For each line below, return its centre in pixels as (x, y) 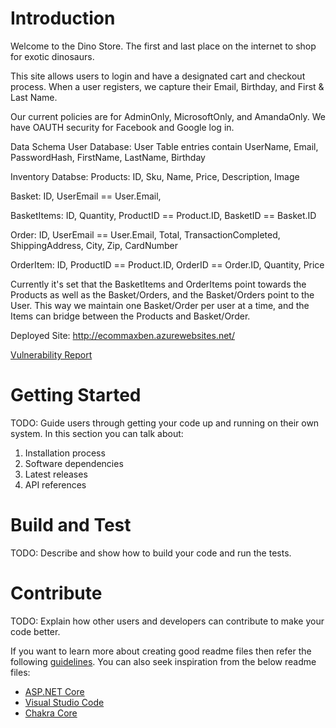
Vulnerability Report (51, 354)
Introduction (63, 18)
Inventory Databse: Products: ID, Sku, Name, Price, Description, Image (155, 176)
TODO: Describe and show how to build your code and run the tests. (151, 553)
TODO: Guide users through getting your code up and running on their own (165, 423)
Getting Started (76, 395)
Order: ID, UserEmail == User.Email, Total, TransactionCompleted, (145, 234)
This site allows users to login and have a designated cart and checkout (158, 76)
